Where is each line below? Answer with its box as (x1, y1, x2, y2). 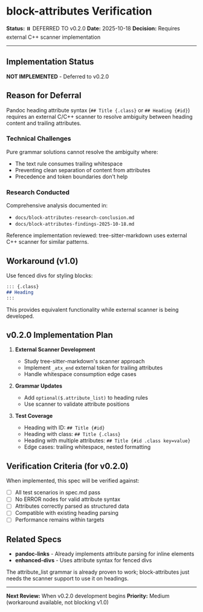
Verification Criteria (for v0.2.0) (6, 461, 129, 471)
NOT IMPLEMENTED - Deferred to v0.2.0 (6, 73, 109, 80)
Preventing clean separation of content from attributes (14, 166, 151, 173)
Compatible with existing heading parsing (14, 509, 119, 517)
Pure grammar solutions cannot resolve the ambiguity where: (6, 148, 158, 155)
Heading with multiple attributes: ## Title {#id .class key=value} (24, 437, 191, 444)
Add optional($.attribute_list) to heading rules (24, 394, 148, 402)
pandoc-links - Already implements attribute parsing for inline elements (14, 550, 195, 557)
